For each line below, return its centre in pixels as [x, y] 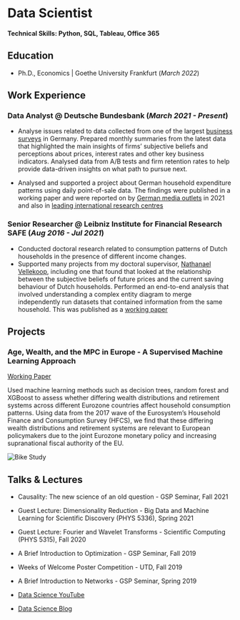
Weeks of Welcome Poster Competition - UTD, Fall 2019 [100, 567]
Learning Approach [42, 360]
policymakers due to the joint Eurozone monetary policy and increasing [112, 436]
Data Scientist [50, 13]
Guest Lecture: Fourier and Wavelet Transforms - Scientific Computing [121, 532]
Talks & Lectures [45, 479]
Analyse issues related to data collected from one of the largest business [125, 131]
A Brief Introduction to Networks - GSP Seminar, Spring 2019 [107, 581]
